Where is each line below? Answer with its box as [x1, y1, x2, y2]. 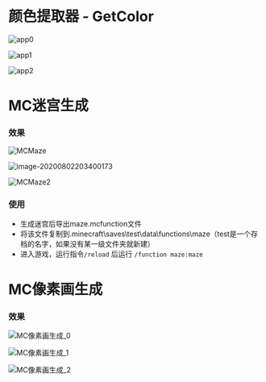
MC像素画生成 [8, 280, 103, 298]
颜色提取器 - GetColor [8, 7, 155, 26]
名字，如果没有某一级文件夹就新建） [34, 239, 155, 248]
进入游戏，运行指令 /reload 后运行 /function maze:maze [19, 249, 203, 259]
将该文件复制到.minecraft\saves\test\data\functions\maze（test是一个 [19, 229, 251, 239]
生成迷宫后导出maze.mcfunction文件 [19, 218, 143, 228]
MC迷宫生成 [8, 97, 89, 115]
